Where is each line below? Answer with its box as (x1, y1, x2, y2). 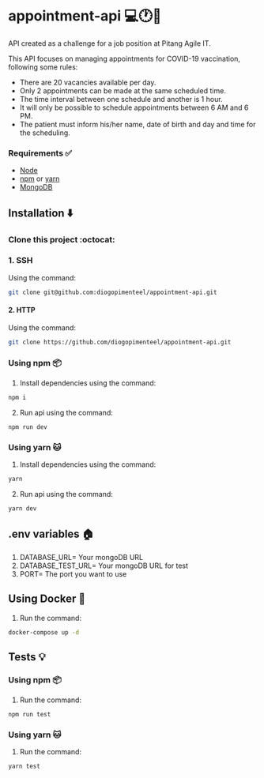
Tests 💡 (8, 650, 46, 663)
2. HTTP (8, 306, 36, 315)
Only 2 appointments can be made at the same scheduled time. (19, 85, 227, 96)
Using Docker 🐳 (8, 592, 86, 606)
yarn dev (8, 505, 37, 513)
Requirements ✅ (8, 148, 73, 159)
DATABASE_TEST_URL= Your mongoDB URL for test (19, 561, 188, 570)
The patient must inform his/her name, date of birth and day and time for (19, 119, 256, 129)
